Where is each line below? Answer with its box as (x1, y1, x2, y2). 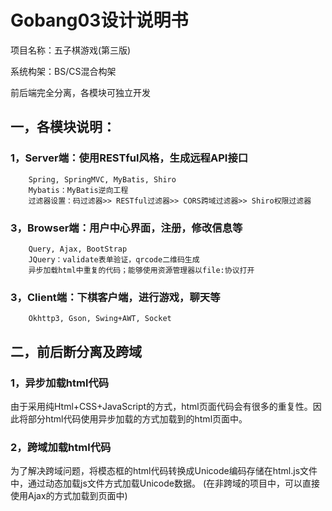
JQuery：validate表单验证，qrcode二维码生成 (28, 254, 200, 265)
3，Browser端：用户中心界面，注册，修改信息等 (10, 221, 243, 235)
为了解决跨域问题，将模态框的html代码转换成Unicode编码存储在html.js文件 (10, 465, 318, 477)
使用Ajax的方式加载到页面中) (10, 490, 128, 502)
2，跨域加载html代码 (10, 440, 112, 454)
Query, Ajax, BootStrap (28, 244, 128, 254)
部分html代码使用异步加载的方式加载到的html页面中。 (27, 412, 248, 425)
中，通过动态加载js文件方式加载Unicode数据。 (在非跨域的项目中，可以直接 (10, 477, 321, 490)
